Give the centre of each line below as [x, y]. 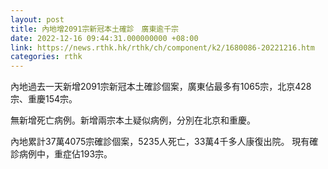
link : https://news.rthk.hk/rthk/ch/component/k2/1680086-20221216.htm [162, 47]
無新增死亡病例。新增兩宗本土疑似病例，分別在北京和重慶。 [133, 120]
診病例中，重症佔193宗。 [61, 154]
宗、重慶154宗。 [44, 99]
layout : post [37, 19]
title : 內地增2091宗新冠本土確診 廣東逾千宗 [95, 29]
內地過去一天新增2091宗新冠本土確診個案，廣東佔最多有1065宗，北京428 [161, 87]
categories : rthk [46, 57]
